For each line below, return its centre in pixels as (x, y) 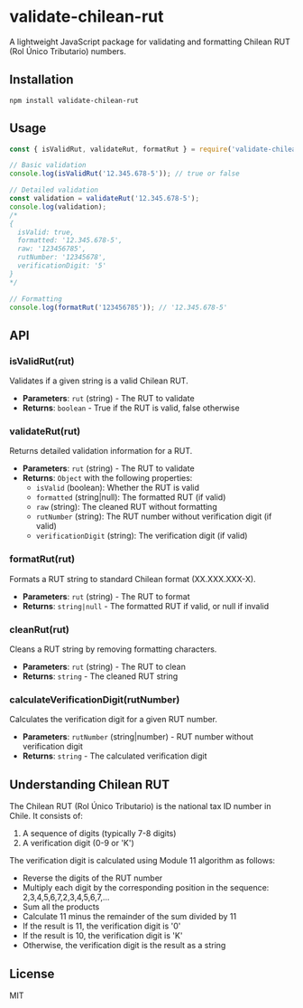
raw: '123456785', (52, 249)
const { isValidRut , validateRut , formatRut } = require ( (120, 149)
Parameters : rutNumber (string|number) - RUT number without (138, 737)
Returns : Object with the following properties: (107, 478)
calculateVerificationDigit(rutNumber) (95, 700)
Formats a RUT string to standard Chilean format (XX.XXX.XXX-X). (133, 579)
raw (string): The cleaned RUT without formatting (127, 507)
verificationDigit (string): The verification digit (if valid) (142, 536)
